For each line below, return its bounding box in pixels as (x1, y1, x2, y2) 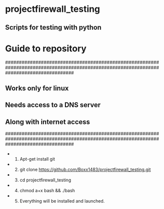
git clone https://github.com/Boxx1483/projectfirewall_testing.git (19, 167, 151, 172)
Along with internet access (5, 118, 90, 126)
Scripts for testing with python (5, 23, 102, 32)
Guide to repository (5, 43, 87, 54)
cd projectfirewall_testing (19, 177, 71, 183)
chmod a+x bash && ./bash (19, 188, 75, 194)
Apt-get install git (19, 156, 55, 162)
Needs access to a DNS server (5, 101, 101, 109)
